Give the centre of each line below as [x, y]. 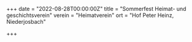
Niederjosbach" [26, 22]
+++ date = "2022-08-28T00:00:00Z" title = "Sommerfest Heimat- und [96, 9]
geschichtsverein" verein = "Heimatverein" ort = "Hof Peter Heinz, [90, 15]
